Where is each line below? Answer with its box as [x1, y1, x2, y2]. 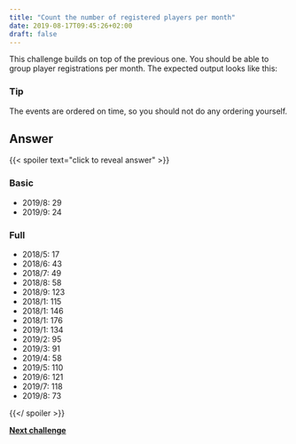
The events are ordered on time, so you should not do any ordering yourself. [9, 106, 288, 116]
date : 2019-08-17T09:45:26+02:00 [9, 21, 133, 30]
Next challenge [9, 425, 66, 436]
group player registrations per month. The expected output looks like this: [9, 63, 277, 74]
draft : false [9, 29, 58, 38]
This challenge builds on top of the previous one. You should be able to [9, 54, 269, 65]
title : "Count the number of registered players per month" [9, 12, 237, 22]
